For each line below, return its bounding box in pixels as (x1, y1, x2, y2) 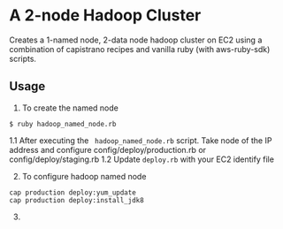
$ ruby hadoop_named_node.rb (9, 119, 117, 128)
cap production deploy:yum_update (9, 187, 137, 197)
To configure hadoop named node (21, 171, 147, 181)
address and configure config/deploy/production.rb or (9, 144, 206, 155)
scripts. (9, 53, 37, 64)
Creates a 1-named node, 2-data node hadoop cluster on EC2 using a (9, 34, 263, 45)
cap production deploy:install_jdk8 (9, 195, 144, 204)
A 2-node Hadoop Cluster (9, 5, 202, 26)
